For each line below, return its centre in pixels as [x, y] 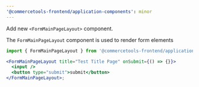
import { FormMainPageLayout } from [51, 51]
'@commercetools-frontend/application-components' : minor [79, 12]
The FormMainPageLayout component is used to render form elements [90, 40]
